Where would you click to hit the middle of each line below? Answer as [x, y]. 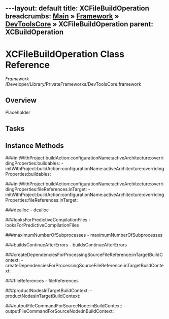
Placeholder [18, 113]
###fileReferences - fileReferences [42, 281]
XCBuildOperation [35, 32]
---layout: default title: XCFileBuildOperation [77, 8]
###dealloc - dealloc [27, 210]
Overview [21, 100]
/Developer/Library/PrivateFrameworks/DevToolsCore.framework [73, 84]
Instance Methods [35, 146]
